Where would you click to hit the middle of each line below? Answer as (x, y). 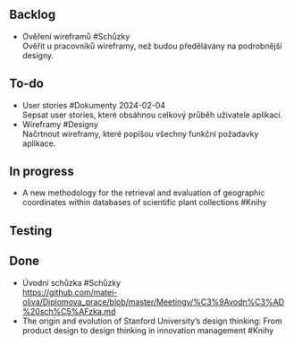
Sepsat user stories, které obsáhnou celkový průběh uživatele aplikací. (152, 115)
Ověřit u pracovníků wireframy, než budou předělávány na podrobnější (152, 46)
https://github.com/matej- (70, 292)
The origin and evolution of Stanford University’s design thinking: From (152, 321)
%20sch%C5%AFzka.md (69, 311)
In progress (42, 172)
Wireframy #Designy (60, 124)
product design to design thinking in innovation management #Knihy (148, 330)
